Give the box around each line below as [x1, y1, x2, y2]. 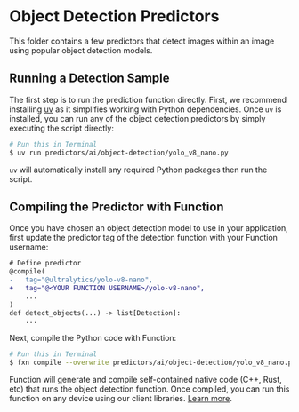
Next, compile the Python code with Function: [9, 333, 177, 344]
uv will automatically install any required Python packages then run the [9, 164, 268, 175]
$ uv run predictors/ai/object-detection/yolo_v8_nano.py [9, 148, 229, 157]
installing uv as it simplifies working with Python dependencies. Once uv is [9, 104, 282, 115]
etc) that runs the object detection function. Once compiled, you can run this [9, 384, 290, 394]
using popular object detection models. [9, 44, 153, 55]
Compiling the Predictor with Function [9, 199, 224, 214]
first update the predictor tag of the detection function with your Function [9, 233, 279, 243]
